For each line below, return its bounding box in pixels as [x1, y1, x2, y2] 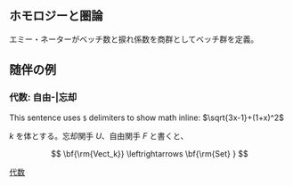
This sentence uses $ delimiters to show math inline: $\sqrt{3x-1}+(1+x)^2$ [9, 112, 285, 123]
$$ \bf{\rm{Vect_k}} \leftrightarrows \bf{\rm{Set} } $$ [50, 148, 249, 158]
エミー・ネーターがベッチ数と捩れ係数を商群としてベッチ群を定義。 [9, 34, 259, 44]
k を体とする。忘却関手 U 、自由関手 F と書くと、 [9, 130, 189, 141]
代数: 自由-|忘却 [9, 92, 77, 104]
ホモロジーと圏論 [9, 8, 103, 24]
